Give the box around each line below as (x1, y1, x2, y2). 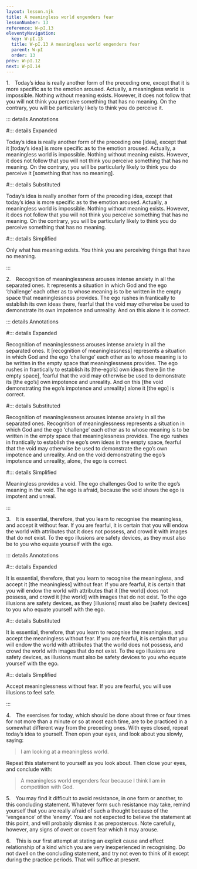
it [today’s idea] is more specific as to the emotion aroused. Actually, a (6, 145, 176, 152)
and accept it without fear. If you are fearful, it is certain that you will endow (6, 522, 189, 529)
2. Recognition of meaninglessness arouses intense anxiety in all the (6, 276, 175, 283)
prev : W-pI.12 (6, 58, 41, 63)
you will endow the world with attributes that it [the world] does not (6, 587, 168, 594)
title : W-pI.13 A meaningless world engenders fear (11, 42, 141, 48)
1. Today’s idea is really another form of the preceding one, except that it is (6, 79, 190, 86)
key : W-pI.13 (11, 36, 43, 42)
